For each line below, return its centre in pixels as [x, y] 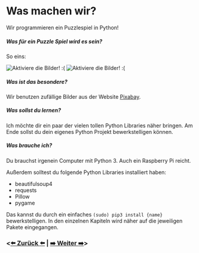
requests [26, 190]
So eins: [16, 56]
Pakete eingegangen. [32, 227]
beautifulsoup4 [33, 184]
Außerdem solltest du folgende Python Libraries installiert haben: [86, 172]
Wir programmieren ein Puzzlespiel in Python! [62, 28]
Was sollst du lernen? [34, 110]
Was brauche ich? [29, 145]
